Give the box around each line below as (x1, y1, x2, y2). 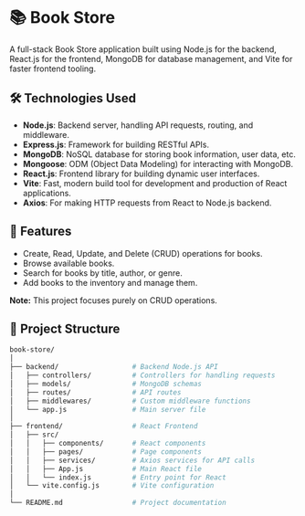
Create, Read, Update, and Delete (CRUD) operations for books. (22, 247, 263, 258)
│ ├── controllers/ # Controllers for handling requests (9, 371, 276, 380)
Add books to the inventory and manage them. (22, 277, 198, 288)
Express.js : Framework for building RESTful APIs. (22, 139, 210, 150)
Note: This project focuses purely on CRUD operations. (9, 294, 217, 306)
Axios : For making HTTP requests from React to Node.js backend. (22, 197, 272, 208)
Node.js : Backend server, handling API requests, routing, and (22, 120, 254, 131)
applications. (22, 187, 71, 198)
